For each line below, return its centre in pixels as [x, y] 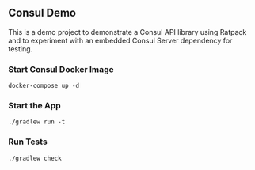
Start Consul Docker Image [61, 69]
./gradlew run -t [37, 122]
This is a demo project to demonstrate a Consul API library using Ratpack [127, 32]
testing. [21, 49]
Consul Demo [42, 13]
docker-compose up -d [44, 86]
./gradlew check [35, 158]
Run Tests [28, 142]
